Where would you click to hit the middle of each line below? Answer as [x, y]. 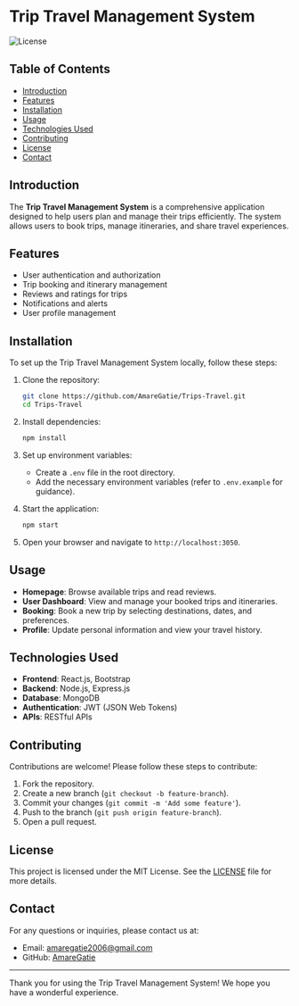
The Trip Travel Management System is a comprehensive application [137, 206]
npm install [44, 438]
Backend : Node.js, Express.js [76, 688]
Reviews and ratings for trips [75, 294]
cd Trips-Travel [52, 405]
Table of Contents [60, 69]
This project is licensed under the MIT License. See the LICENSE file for [141, 871]
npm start [40, 525]
